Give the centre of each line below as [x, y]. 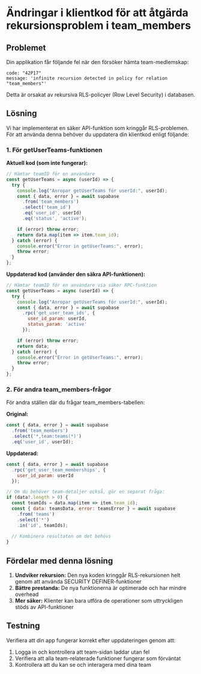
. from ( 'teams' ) [36, 514]
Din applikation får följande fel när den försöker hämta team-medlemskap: [97, 62]
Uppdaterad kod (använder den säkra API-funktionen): [76, 274]
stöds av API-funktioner [44, 607]
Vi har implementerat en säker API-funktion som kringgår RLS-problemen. [97, 128]
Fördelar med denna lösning [60, 561]
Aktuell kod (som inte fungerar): [47, 163]
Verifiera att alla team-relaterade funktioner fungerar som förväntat [98, 658]
